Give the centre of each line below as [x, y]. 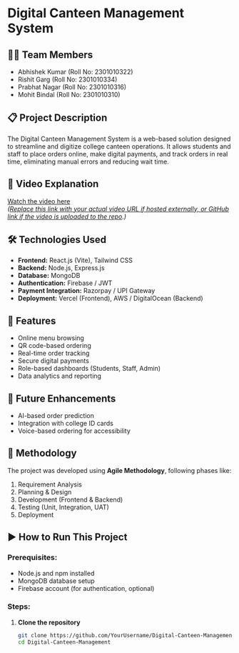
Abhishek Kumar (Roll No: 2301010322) [75, 72]
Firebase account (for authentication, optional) [86, 588]
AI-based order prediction [56, 416]
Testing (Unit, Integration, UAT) [63, 507]
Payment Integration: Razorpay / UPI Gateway [86, 291]
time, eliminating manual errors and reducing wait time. [88, 161]
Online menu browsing [51, 338]
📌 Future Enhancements [62, 398]
